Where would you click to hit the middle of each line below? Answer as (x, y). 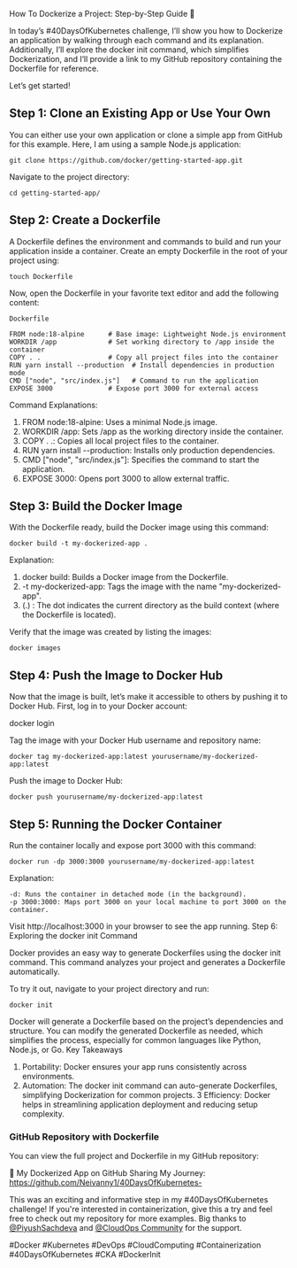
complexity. (43, 1114)
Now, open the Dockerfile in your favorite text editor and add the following (144, 293)
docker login (32, 723)
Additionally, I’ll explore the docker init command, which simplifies (129, 50)
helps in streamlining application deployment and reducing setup (140, 1105)
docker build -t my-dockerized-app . (79, 544)
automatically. (34, 972)
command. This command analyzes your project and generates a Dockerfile (147, 963)
